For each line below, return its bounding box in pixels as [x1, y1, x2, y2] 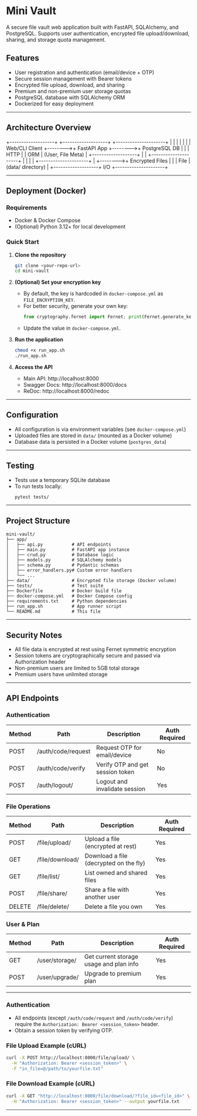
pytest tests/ [14, 494, 49, 500]
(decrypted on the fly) [84, 859, 145, 868]
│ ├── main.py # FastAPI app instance [6, 547, 130, 553]
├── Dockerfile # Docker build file [6, 588, 122, 594]
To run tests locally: [14, 483, 63, 490]
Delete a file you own [84, 902, 142, 911]
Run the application [14, 336, 63, 343]
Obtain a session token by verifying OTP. [14, 1027, 113, 1034]
